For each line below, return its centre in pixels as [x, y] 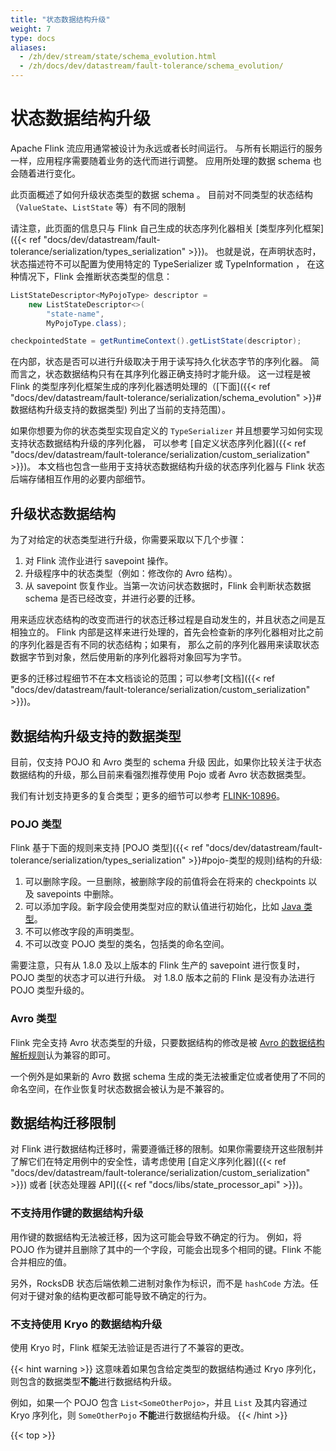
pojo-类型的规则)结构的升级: [264, 860]
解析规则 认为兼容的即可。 [63, 1055]
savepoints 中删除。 [77, 894]
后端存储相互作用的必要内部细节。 [80, 479]
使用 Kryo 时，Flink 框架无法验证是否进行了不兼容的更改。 [130, 1347]
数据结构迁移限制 [63, 1122]
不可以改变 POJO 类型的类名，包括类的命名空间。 [127, 944]
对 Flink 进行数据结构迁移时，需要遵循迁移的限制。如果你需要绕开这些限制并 [167, 1149]
